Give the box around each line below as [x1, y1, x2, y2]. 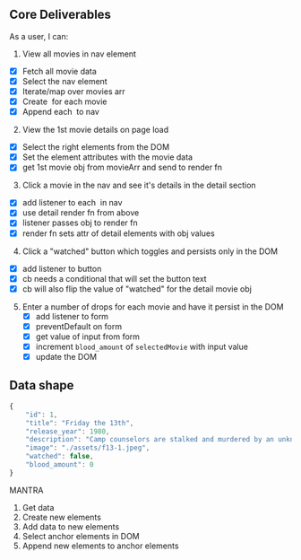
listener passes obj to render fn [21, 217, 138, 228]
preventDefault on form [35, 320, 123, 331]
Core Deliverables [9, 7, 112, 22]
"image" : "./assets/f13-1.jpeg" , [25, 443, 150, 452]
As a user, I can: [9, 31, 69, 41]
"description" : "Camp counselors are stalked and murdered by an [25, 435, 275, 444]
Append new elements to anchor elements [21, 540, 179, 551]
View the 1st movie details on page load [21, 125, 169, 136]
